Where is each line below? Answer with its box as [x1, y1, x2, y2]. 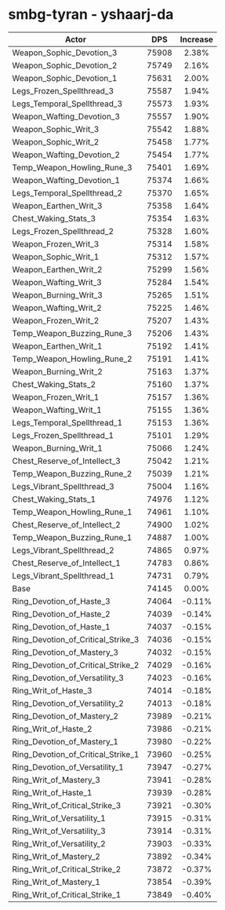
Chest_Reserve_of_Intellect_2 [12, 519, 122, 530]
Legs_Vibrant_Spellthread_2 [12, 544, 115, 555]
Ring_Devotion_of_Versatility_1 [12, 762, 124, 773]
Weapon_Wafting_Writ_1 [12, 404, 102, 415]
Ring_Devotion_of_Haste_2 [12, 608, 111, 619]
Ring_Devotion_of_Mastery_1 [12, 736, 119, 747]
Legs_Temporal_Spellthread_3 [12, 98, 123, 109]
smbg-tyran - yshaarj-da [8, 5, 174, 24]
